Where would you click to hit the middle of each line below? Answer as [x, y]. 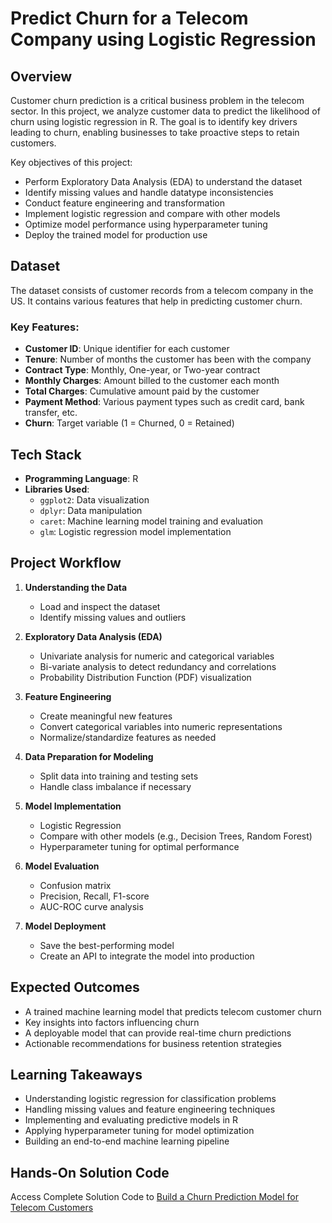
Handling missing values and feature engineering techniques [150, 1109]
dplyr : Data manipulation [91, 510]
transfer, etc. [51, 413]
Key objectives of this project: [71, 162]
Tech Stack [46, 454]
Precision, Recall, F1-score [94, 896]
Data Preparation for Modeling [89, 756]
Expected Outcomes [75, 987]
